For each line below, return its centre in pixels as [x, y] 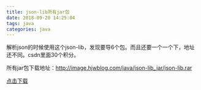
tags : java [20, 23]
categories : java [28, 29]
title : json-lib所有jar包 [38, 12]
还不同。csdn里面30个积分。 [43, 55]
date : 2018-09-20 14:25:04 [41, 18]
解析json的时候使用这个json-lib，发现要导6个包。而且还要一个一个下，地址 [100, 47]
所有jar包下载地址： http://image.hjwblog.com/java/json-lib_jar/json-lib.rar [99, 68]
